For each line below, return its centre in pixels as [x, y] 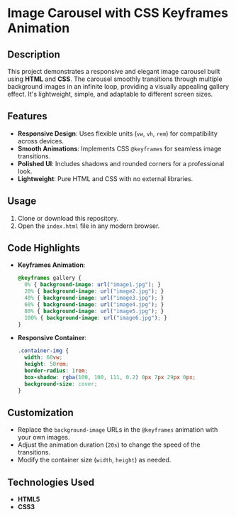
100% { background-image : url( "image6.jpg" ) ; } [96, 317]
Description [34, 54]
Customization [41, 412]
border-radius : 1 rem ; [56, 371]
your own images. [44, 437]
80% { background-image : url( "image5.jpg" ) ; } [94, 311]
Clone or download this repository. [68, 218]
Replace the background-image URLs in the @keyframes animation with [118, 430]
